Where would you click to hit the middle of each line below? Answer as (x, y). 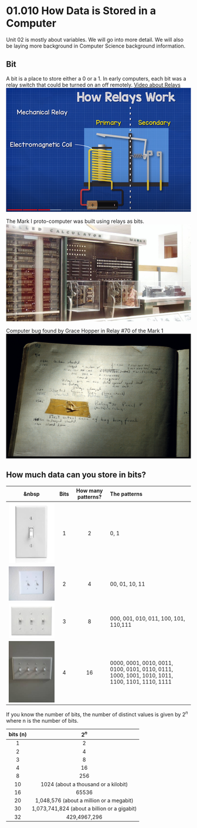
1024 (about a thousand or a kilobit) (84, 784)
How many (89, 491)
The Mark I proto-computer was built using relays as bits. (75, 221)
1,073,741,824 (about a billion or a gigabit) (84, 809)
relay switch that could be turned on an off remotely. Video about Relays (93, 85)
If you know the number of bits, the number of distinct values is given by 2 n (97, 714)
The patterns (126, 494)
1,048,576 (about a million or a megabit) (84, 800)
